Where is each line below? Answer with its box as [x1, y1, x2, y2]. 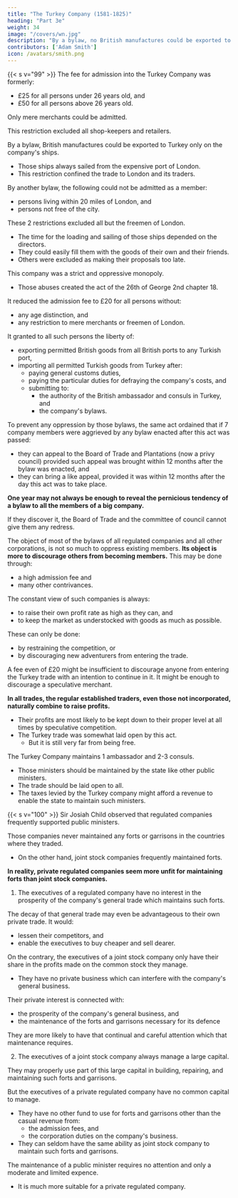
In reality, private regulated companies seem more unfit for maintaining [7, 867, 223, 875]
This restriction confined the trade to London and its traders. [17, 169, 196, 178]
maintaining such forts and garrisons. [7, 1073, 118, 1082]
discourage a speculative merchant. [7, 680, 113, 689]
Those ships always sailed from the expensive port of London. [17, 161, 201, 170]
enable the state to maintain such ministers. [17, 796, 146, 804]
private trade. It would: [7, 917, 74, 926]
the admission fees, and [28, 1124, 99, 1132]
